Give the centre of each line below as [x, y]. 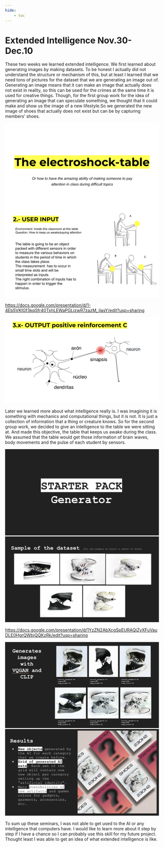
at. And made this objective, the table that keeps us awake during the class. [81, 432]
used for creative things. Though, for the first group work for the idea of [77, 96]
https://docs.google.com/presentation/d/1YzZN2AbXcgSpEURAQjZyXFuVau [81, 630]
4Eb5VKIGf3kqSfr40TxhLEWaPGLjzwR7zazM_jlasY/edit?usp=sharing [75, 311]
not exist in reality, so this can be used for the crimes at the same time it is [80, 90]
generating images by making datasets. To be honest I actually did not [76, 70]
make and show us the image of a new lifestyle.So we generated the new [79, 106]
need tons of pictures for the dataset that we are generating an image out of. [82, 80]
